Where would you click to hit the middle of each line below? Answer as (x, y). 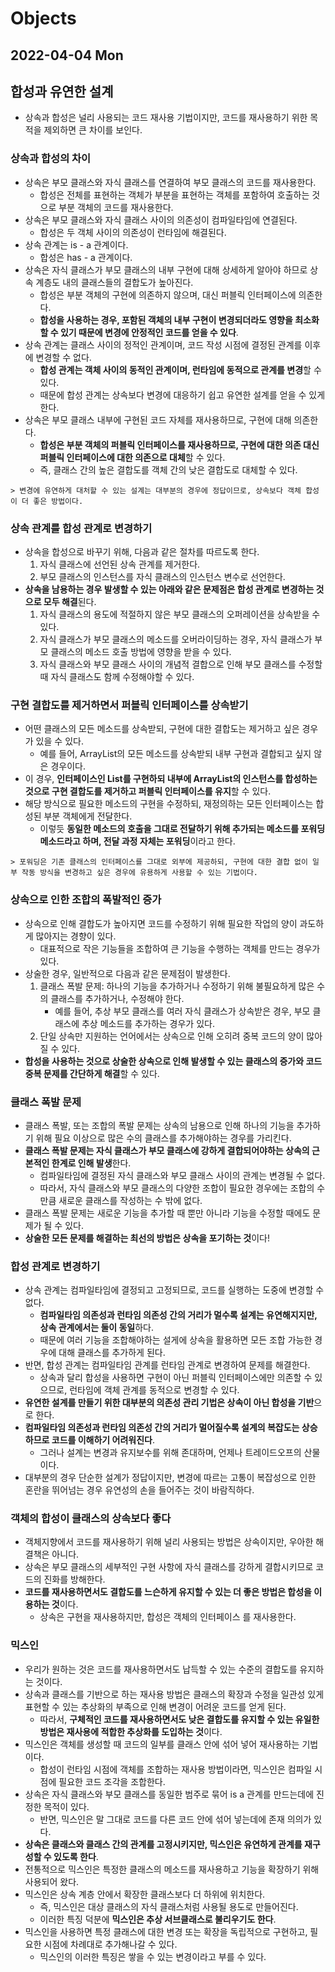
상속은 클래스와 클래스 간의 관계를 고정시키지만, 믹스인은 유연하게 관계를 (163, 1844)
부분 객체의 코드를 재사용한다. (116, 207)
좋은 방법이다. (58, 501)
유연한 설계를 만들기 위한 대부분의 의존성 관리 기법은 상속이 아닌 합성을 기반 (169, 1403)
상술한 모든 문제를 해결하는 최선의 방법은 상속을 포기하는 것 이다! (147, 1238)
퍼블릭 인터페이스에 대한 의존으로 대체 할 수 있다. (132, 457)
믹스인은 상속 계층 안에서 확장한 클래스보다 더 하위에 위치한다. (145, 1894)
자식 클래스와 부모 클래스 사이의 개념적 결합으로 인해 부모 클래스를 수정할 (181, 664)
